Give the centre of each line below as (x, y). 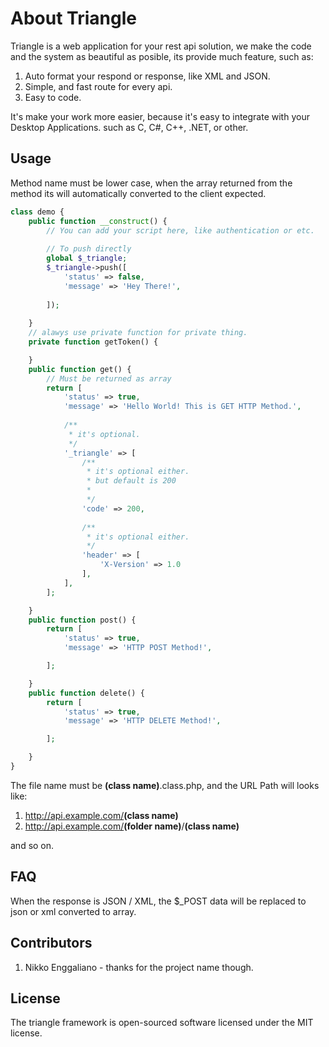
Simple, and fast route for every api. (98, 86)
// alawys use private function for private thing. (138, 333)
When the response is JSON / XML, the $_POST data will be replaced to (158, 901)
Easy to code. (53, 97)
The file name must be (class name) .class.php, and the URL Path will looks (165, 785)
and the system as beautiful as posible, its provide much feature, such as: (162, 56)
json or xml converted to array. (73, 911)
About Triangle (73, 18)
